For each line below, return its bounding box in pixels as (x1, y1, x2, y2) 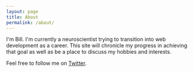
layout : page (6, 8, 39, 15)
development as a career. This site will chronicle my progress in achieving (6, 42, 188, 49)
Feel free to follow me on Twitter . (6, 60, 87, 67)
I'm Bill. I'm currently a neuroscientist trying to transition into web (6, 36, 166, 43)
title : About (6, 14, 39, 20)
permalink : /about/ (6, 19, 55, 25)
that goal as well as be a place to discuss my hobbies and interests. (6, 48, 172, 55)
